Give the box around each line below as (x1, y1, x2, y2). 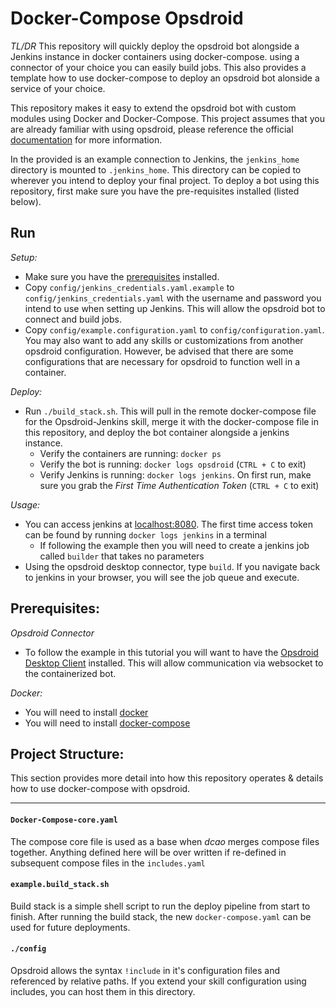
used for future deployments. (10, 921, 131, 933)
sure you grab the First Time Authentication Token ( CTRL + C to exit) (39, 479, 320, 491)
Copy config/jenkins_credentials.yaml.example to (24, 281, 235, 293)
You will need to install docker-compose (24, 717, 191, 729)
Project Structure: (10, 745, 125, 762)
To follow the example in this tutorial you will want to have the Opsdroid (24, 646, 319, 658)
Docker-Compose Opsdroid (10, 7, 244, 30)
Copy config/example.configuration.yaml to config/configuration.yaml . (24, 323, 325, 336)
